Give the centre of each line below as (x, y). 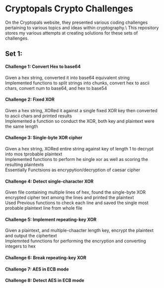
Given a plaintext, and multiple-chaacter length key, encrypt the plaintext (79, 230)
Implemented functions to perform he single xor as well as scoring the (77, 159)
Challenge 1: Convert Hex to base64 (43, 66)
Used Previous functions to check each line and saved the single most (77, 203)
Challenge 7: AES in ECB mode (37, 269)
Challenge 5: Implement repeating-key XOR (51, 219)
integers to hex (21, 246)
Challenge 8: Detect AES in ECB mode (45, 281)
